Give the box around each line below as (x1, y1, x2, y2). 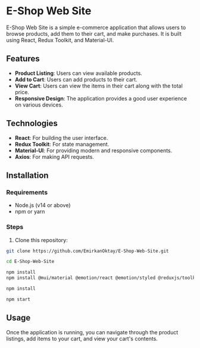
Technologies (6, 118, 58, 128)
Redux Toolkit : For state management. (14, 140, 110, 148)
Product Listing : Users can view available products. (14, 70, 143, 77)
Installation (6, 170, 49, 180)
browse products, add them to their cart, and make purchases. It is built (6, 30, 182, 37)
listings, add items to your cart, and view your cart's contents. (6, 335, 158, 342)
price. (14, 88, 30, 96)
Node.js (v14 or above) (14, 202, 71, 209)
